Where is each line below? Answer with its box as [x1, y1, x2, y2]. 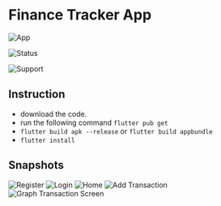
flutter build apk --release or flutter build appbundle [19, 126, 213, 135]
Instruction [8, 88, 66, 101]
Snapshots [8, 158, 65, 172]
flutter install [19, 136, 75, 144]
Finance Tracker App [8, 6, 152, 24]
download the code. [19, 109, 87, 118]
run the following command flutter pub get [19, 118, 168, 127]
